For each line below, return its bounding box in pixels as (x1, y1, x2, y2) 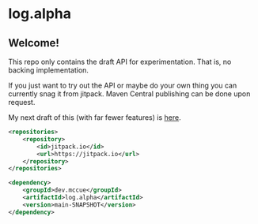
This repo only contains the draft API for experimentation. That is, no (8, 57, 232, 66)
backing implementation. (8, 65, 89, 75)
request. (8, 98, 36, 106)
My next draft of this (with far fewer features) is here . (8, 113, 181, 122)
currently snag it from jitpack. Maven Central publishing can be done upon (8, 89, 251, 99)
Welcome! (8, 36, 59, 50)
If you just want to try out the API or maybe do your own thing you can (8, 80, 237, 90)
